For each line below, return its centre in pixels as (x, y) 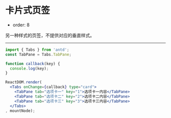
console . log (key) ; (30, 68)
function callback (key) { (33, 64)
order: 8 (21, 25)
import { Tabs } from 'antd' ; (37, 50)
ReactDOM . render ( (24, 82)
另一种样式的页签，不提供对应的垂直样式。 (50, 35)
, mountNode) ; (20, 111)
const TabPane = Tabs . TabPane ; (38, 54)
